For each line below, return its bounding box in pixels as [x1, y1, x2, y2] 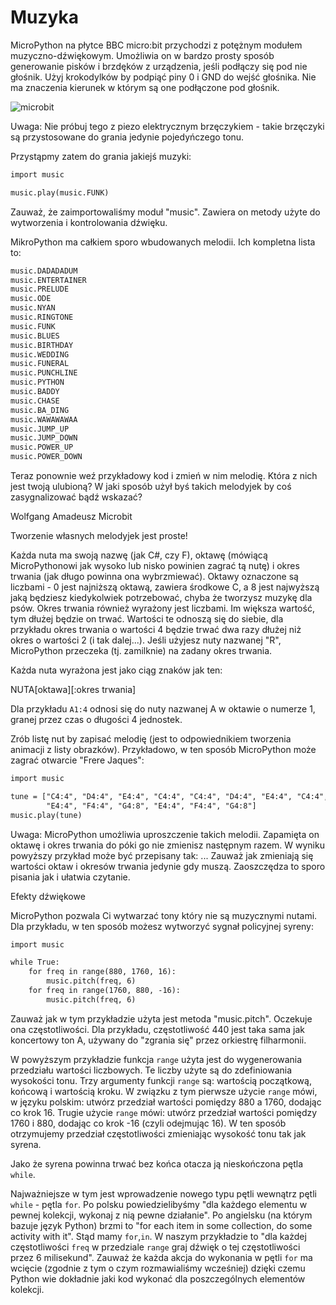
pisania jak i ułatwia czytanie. [10, 871, 131, 883]
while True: [10, 957, 60, 968]
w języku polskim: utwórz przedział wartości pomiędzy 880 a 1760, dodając [10, 1096, 322, 1108]
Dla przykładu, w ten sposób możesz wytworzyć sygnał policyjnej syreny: [10, 920, 315, 932]
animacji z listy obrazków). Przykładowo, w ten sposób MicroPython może [10, 744, 317, 756]
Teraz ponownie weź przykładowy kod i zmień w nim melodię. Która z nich [10, 470, 318, 482]
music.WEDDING [10, 349, 70, 360]
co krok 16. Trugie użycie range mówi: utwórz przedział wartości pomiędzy [10, 1106, 318, 1118]
